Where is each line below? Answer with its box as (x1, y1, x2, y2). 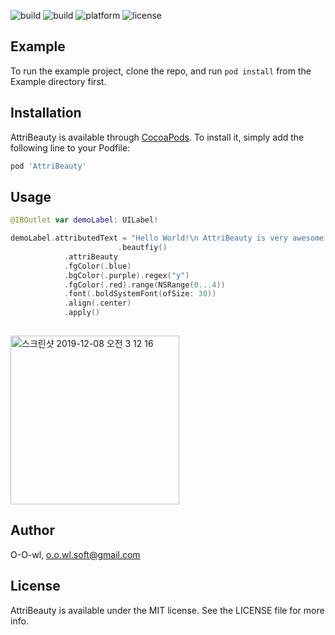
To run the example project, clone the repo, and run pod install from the (10, 65, 312, 77)
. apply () (63, 308, 101, 318)
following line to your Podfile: (10, 141, 131, 154)
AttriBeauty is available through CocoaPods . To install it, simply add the (10, 131, 305, 143)
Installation (10, 105, 82, 122)
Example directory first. (10, 75, 107, 87)
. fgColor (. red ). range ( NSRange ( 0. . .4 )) (63, 280, 226, 290)
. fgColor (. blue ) (63, 261, 132, 271)
